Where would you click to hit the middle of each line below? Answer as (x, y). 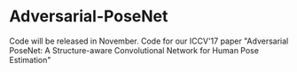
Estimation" (30, 60)
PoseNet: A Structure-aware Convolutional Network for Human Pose (134, 50)
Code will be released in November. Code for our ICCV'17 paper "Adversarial (149, 41)
